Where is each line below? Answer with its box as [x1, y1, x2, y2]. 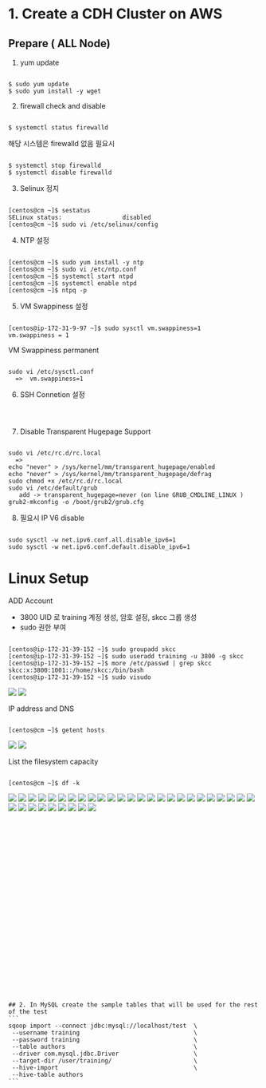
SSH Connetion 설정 [19, 390, 85, 399]
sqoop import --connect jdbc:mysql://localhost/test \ [8, 1022, 198, 1030]
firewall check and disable [19, 101, 106, 110]
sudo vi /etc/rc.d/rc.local [8, 449, 102, 457]
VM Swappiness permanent [8, 345, 100, 355]
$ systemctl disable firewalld [8, 169, 112, 177]
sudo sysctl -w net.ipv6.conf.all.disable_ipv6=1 [8, 536, 177, 544]
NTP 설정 [19, 236, 50, 244]
